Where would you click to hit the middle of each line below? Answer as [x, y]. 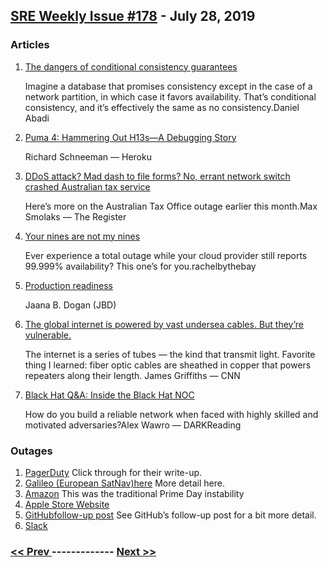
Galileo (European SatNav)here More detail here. [124, 483]
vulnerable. [48, 335]
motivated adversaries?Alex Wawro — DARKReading [133, 425]
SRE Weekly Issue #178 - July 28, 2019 [133, 16]
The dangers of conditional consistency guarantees [131, 66]
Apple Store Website [67, 504]
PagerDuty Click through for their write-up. [113, 472]
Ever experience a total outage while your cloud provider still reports [166, 255]
